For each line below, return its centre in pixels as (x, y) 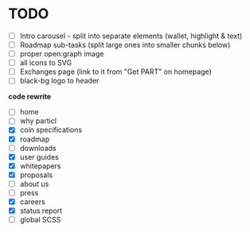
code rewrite (30, 97)
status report (41, 211)
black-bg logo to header (59, 81)
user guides (39, 157)
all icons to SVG (46, 63)
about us (34, 184)
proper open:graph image (62, 54)
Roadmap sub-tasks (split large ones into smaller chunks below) (125, 45)
